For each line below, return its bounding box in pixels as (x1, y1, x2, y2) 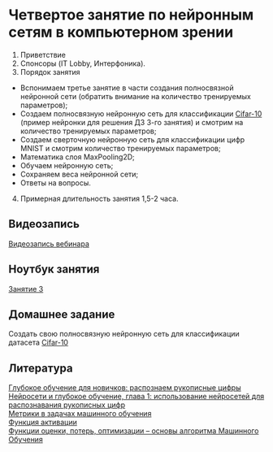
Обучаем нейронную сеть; (19, 160, 114, 170)
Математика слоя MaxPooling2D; (19, 152, 136, 162)
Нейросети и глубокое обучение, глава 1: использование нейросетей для (8, 392, 265, 402)
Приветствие (19, 50, 67, 59)
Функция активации (8, 417, 77, 428)
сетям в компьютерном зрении (8, 23, 234, 41)
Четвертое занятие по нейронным (8, 6, 254, 24)
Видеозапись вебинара (8, 238, 89, 249)
